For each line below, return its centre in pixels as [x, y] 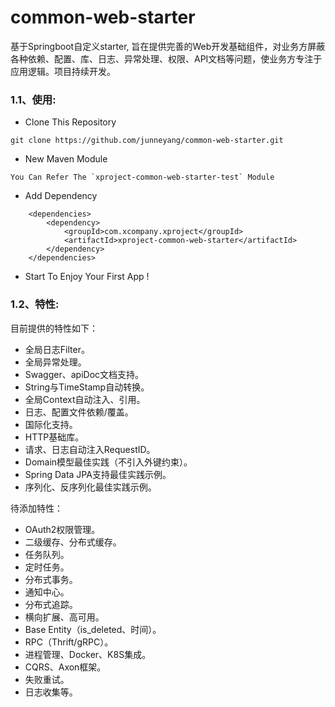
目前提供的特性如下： [54, 328]
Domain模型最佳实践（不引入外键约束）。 [108, 462]
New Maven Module [66, 159]
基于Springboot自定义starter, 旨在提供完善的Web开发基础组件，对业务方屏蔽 [168, 46]
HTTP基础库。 [54, 437]
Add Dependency [61, 196]
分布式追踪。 [51, 604]
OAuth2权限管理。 [62, 529]
